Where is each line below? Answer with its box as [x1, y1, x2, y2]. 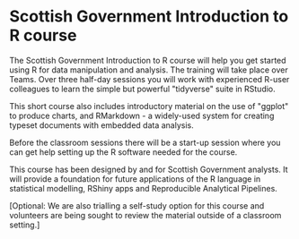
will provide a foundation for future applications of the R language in [9, 173, 261, 184]
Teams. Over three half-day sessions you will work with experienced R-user [9, 73, 290, 84]
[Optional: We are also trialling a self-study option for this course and [9, 200, 265, 211]
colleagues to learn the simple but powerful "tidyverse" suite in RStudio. [9, 83, 276, 94]
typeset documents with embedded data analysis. [9, 119, 195, 131]
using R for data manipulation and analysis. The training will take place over [9, 64, 289, 75]
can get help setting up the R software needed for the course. [9, 146, 238, 158]
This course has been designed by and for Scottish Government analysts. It [9, 164, 289, 175]
